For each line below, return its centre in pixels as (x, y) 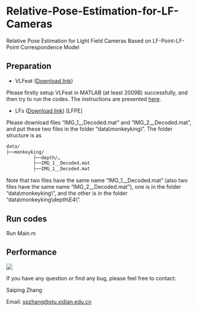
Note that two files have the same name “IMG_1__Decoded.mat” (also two (97, 180)
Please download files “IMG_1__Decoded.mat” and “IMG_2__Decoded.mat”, (99, 122)
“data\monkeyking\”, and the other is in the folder (67, 193)
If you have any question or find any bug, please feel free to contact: (91, 278)
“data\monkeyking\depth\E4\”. (44, 200)
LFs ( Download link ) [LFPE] (49, 111)
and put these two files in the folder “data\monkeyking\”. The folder (89, 129)
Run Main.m (21, 233)
